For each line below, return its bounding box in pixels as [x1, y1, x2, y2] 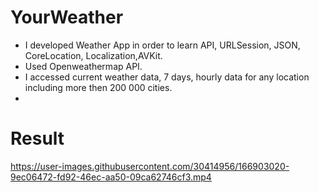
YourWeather [10, 6, 124, 29]
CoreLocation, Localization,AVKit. [24, 49, 163, 61]
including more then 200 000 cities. [24, 81, 173, 93]
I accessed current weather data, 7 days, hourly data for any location [24, 71, 310, 83]
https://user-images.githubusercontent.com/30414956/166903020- [10, 160, 290, 172]
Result [10, 127, 65, 150]
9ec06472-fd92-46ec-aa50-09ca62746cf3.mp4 [10, 171, 212, 183]
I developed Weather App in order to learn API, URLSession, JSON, [24, 39, 301, 51]
